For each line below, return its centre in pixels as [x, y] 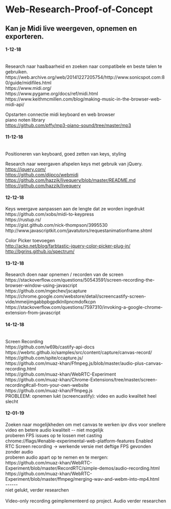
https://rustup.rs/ [23, 220]
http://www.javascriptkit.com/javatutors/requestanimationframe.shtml [79, 231]
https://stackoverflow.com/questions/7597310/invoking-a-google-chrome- [84, 307]
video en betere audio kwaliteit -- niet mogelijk [55, 430]
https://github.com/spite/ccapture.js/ [44, 358]
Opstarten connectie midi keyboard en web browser [60, 114]
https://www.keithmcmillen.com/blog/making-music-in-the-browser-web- [83, 99]
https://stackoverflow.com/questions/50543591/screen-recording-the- [80, 280]
